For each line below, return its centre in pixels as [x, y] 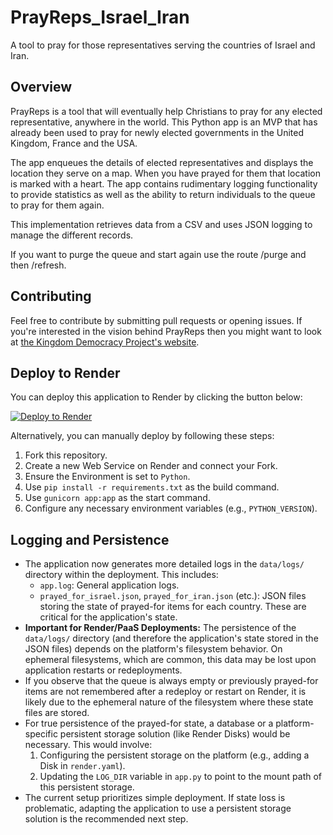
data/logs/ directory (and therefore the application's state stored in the [171, 638]
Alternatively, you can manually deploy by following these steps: [142, 436]
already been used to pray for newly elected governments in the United [157, 132]
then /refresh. [38, 265]
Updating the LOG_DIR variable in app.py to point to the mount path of [181, 777]
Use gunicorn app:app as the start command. [117, 498]
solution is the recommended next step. [106, 819]
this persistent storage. [87, 787]
